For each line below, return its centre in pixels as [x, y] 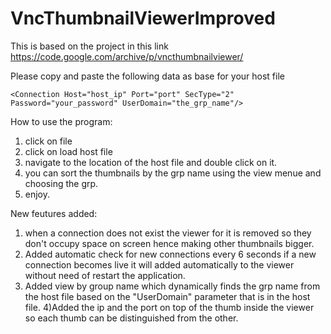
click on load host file [68, 151]
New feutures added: [54, 213]
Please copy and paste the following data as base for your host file [147, 76]
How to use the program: [61, 121]
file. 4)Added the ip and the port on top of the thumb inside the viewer [169, 307]
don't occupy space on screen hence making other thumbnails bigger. [169, 243]
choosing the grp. [61, 183]
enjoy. [37, 194]
